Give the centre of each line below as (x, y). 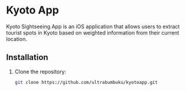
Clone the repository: (40, 72)
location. (17, 39)
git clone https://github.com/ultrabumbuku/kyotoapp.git (86, 82)
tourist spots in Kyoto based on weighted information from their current (93, 32)
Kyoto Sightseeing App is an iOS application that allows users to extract (93, 26)
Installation (27, 57)
